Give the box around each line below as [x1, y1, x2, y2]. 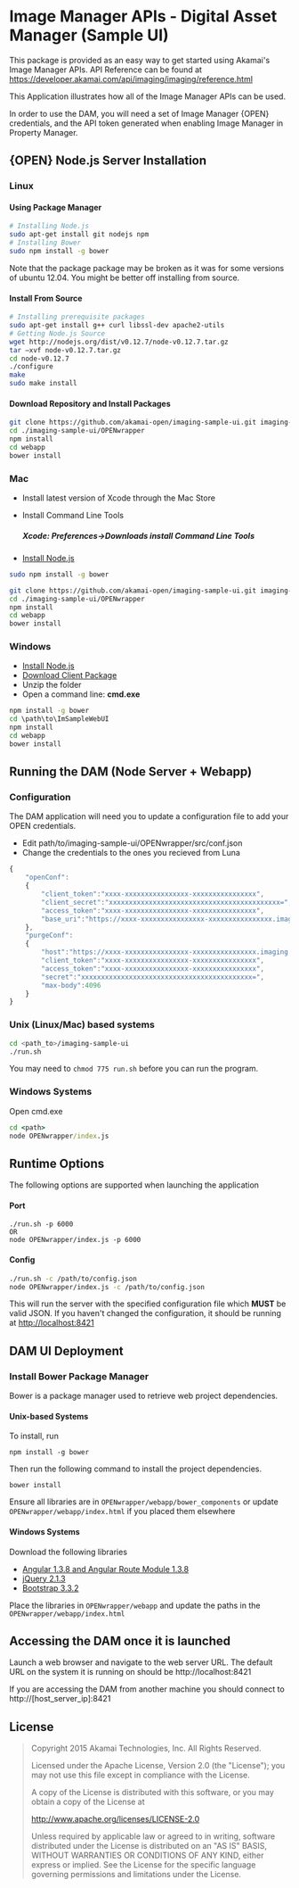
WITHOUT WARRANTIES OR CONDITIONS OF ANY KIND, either [30, 1850, 264, 1861]
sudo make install [9, 379, 77, 388]
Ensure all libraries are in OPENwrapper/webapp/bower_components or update [9, 1496, 279, 1507]
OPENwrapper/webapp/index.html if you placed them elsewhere [9, 1506, 236, 1517]
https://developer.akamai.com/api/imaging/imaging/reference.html [9, 73, 254, 84]
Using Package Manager [9, 202, 102, 212]
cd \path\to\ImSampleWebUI [9, 715, 109, 724]
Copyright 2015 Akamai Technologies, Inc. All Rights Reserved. [30, 1743, 262, 1754]
